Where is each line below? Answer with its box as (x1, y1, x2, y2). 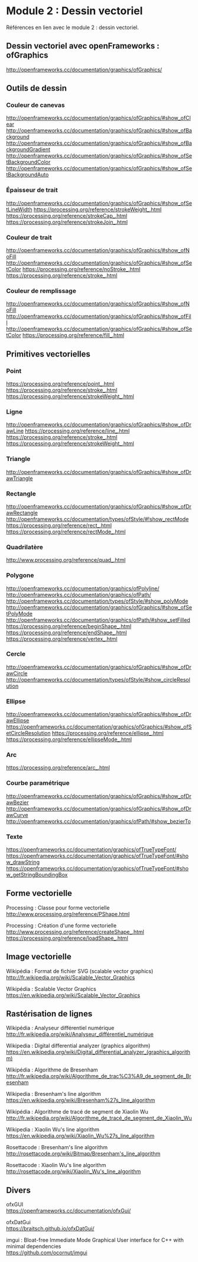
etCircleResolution (6, 730, 51, 737)
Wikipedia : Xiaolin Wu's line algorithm (6, 1126, 99, 1133)
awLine (6, 427, 24, 434)
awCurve (6, 811, 28, 818)
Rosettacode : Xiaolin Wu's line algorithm (6, 1162, 106, 1169)
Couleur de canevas (6, 101, 65, 109)
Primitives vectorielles (6, 349, 90, 359)
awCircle (6, 669, 28, 677)
